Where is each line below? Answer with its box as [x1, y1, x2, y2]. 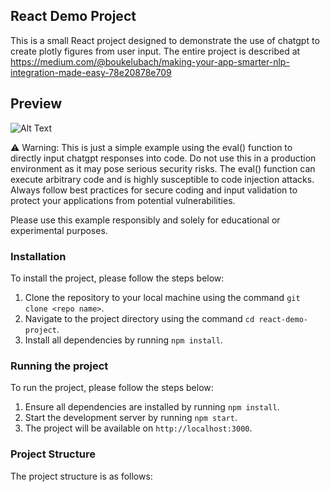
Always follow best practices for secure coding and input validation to [10, 184, 298, 196]
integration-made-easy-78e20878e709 [10, 66, 172, 78]
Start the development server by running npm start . [24, 412, 238, 424]
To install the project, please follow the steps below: [10, 272, 225, 284]
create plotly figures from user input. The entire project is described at [10, 45, 301, 57]
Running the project [10, 359, 109, 373]
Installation [10, 249, 67, 263]
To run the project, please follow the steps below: [10, 382, 214, 394]
